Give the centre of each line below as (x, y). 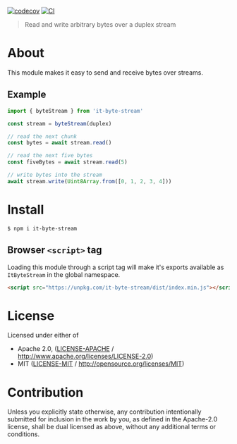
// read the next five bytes (50, 156)
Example (27, 95)
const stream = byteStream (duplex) (60, 123)
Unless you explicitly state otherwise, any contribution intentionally (104, 412)
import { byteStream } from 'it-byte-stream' (75, 111)
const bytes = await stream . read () (60, 143)
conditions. (24, 434)
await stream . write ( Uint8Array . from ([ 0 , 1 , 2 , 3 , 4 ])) (90, 181)
